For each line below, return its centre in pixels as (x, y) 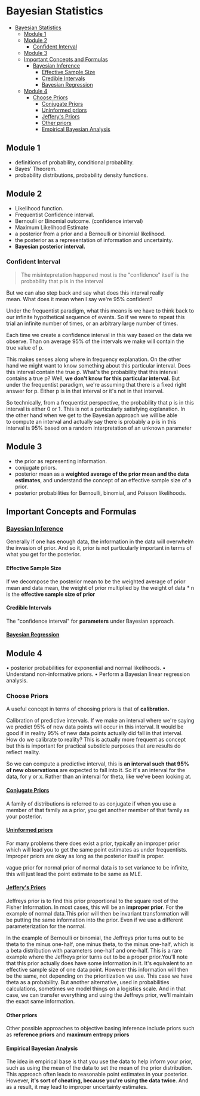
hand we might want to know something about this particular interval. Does (99, 365)
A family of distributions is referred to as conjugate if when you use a (91, 803)
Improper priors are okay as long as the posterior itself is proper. (85, 856)
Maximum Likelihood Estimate (51, 227)
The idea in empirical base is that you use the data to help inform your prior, (99, 1061)
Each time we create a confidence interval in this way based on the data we (99, 335)
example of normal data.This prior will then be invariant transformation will (98, 914)
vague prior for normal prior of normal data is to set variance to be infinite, (98, 867)
